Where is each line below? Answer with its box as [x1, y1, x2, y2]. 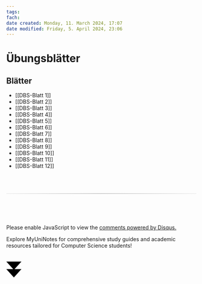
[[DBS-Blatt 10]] [14, 149, 54, 157]
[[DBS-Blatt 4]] [14, 111, 52, 118]
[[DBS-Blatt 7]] [14, 131, 52, 138]
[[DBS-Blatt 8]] [14, 137, 52, 144]
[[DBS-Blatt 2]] [14, 98, 52, 106]
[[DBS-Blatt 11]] [14, 156, 53, 163]
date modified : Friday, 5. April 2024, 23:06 [6, 25, 122, 32]
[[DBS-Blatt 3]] [14, 105, 52, 112]
